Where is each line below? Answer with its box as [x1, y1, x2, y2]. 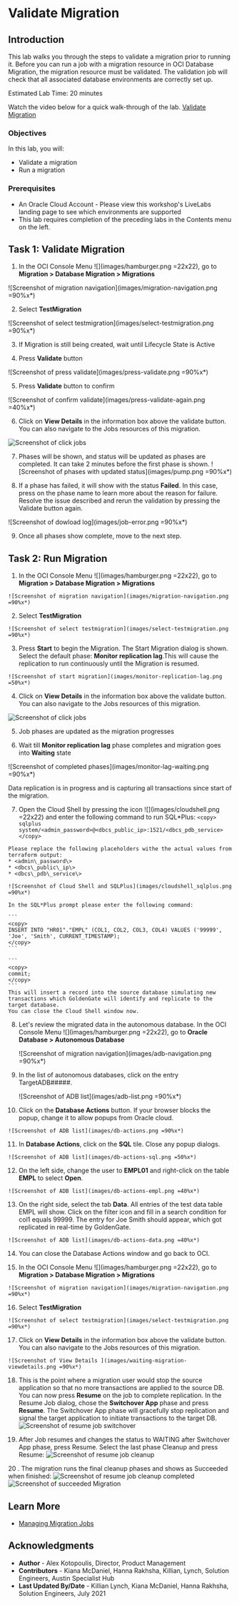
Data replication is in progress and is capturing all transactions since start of [8, 784, 233, 793]
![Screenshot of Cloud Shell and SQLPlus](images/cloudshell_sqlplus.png [8, 883, 233, 890]
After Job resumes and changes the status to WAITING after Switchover [18, 1435, 230, 1444]
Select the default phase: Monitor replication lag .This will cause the [18, 652, 219, 660]
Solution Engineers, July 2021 [18, 1589, 106, 1597]
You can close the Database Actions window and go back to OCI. [18, 1249, 210, 1258]
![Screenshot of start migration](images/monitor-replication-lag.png [8, 673, 223, 680]
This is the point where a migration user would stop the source [18, 1376, 203, 1384]
